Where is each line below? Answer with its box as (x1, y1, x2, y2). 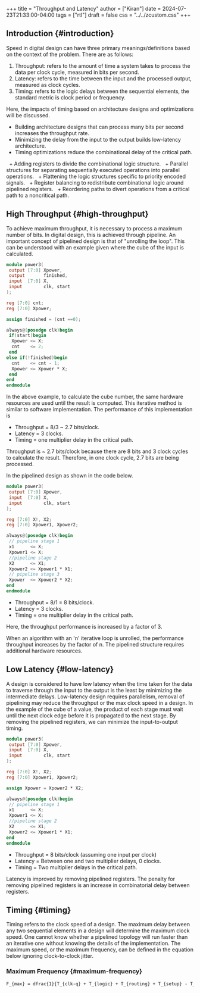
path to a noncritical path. (6, 192, 70, 199)
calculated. (6, 250, 34, 257)
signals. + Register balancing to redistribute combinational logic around (6, 179, 184, 186)
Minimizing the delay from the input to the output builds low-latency (14, 136, 182, 143)
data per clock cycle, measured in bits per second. (14, 68, 139, 76)
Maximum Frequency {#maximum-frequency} (6, 967, 143, 976)
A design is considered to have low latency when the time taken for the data (6, 680, 192, 687)
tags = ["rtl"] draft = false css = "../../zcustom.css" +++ (55, 11, 191, 18)
